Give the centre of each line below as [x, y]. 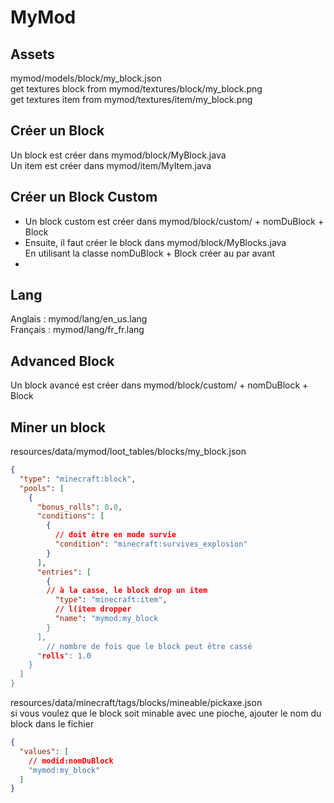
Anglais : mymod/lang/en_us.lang [79, 319]
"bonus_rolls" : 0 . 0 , [79, 507]
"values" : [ [44, 751]
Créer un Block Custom [84, 197]
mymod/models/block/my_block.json [86, 78]
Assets [32, 54]
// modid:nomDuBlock [71, 761]
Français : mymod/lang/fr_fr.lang [77, 330]
